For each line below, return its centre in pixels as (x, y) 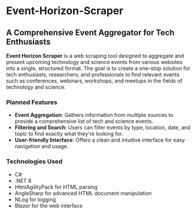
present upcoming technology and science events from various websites (94, 62)
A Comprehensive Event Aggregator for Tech (90, 33)
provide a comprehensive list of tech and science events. (84, 121)
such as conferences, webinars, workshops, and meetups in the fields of (94, 81)
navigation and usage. (41, 146)
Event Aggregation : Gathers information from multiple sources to (94, 115)
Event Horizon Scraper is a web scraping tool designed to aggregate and (95, 56)
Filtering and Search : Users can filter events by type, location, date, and (102, 128)
